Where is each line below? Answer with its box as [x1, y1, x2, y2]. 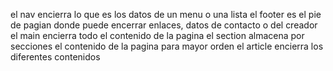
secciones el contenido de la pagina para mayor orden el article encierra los [10, 40, 324, 52]
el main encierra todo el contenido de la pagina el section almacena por [10, 30, 305, 41]
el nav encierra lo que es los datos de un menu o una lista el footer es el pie [10, 9, 322, 20]
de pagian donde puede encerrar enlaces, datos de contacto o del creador [10, 19, 318, 31]
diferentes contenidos [10, 51, 101, 63]
